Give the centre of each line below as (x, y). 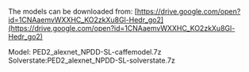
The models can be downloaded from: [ (73, 11)
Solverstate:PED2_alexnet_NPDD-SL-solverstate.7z (92, 60)
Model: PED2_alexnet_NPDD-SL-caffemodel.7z (85, 52)
